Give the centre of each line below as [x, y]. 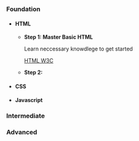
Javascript [29, 100]
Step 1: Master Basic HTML [58, 37]
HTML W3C [39, 61]
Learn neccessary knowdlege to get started [78, 49]
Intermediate [26, 116]
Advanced [22, 132]
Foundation [23, 9]
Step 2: [33, 72]
